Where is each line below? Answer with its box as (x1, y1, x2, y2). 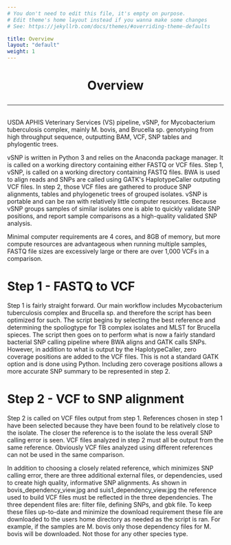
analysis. (7, 220, 32, 228)
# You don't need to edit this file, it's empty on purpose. (7, 10, 186, 17)
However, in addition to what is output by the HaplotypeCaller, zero (7, 345, 197, 354)
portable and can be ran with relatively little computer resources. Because (7, 197, 217, 206)
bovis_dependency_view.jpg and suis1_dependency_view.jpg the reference (7, 486, 217, 494)
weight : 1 (7, 48, 36, 55)
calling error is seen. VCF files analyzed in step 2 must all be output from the (7, 436, 224, 445)
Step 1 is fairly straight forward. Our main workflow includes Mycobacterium (7, 301, 223, 310)
